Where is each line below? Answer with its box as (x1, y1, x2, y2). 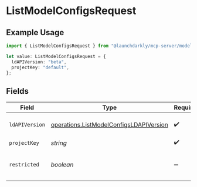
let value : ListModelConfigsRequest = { (6, 53, 107, 59)
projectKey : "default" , (11, 64, 69, 70)
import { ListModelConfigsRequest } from (6, 43, 109, 49)
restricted (9, 161, 39, 168)
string (50, 139, 67, 147)
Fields (6, 86, 29, 96)
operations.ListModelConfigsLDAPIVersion (50, 121, 168, 129)
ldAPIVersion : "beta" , (11, 59, 67, 65)
